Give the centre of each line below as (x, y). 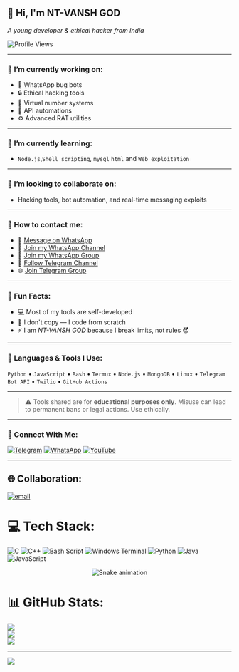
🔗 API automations (45, 110)
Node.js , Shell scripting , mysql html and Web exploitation (103, 159)
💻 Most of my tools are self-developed (75, 312)
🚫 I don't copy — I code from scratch (71, 322)
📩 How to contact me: (45, 224)
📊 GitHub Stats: (56, 602)
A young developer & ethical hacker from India (76, 30)
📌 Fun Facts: (29, 296)
